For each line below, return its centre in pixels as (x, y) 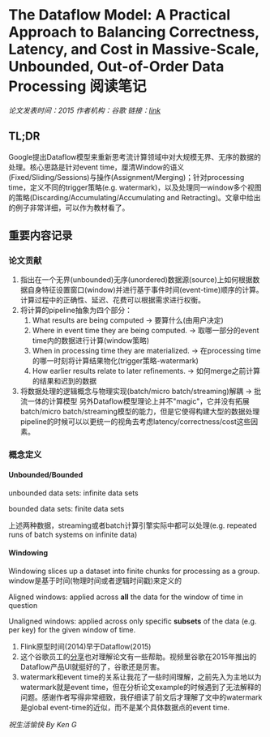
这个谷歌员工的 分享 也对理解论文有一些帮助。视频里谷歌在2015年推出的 (138, 656)
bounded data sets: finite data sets (66, 508)
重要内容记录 (41, 236)
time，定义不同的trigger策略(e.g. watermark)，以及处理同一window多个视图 (135, 187)
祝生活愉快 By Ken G (43, 724)
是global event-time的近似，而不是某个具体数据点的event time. (124, 707)
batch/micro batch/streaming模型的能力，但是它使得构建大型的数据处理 (140, 412)
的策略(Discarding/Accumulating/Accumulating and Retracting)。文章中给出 (135, 197)
